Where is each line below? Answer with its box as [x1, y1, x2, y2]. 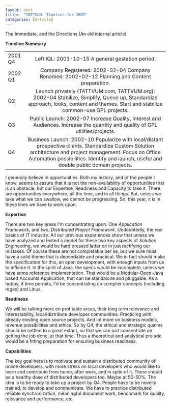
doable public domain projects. [58, 161, 132, 168]
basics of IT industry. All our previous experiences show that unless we [5, 232, 155, 238]
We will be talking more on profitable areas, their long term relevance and [5, 306, 159, 312]
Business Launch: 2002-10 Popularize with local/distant [27, 136, 163, 143]
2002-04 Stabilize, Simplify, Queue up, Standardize [33, 94, 158, 101]
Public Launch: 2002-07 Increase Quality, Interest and [30, 115, 161, 122]
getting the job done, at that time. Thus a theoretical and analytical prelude [5, 333, 162, 339]
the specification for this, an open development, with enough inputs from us [5, 259, 164, 265]
